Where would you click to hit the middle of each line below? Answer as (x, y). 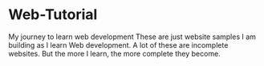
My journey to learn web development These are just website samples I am (132, 37)
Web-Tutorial (53, 15)
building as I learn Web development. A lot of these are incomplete (118, 45)
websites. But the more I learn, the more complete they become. (114, 53)
